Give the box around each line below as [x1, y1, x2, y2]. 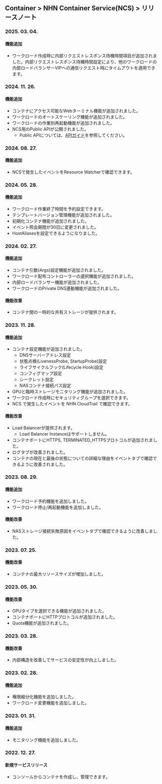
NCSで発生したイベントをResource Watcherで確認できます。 [12, 169, 135, 175]
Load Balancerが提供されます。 [12, 425, 75, 431]
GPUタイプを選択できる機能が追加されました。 [12, 608, 107, 614]
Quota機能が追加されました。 [12, 620, 72, 626]
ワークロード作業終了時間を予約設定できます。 [12, 206, 106, 211]
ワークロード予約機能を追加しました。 [12, 498, 89, 504]
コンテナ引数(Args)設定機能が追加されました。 [12, 267, 106, 273]
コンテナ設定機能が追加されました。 [12, 346, 85, 352]
